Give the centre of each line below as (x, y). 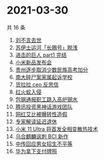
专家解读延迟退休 (36, 121)
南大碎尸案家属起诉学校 (44, 77)
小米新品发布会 (33, 62)
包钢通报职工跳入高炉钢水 (46, 99)
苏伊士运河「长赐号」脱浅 (46, 47)
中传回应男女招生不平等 (44, 143)
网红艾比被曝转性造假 (41, 114)
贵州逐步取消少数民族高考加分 (51, 69)
